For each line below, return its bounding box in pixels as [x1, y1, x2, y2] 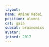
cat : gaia [5, 21, 25, 26]
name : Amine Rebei [5, 12, 42, 17]
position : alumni [5, 16, 40, 21]
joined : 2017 [5, 35, 32, 40]
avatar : [5, 30, 21, 35]
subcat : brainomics [5, 25, 45, 30]
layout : [5, 7, 21, 12]
